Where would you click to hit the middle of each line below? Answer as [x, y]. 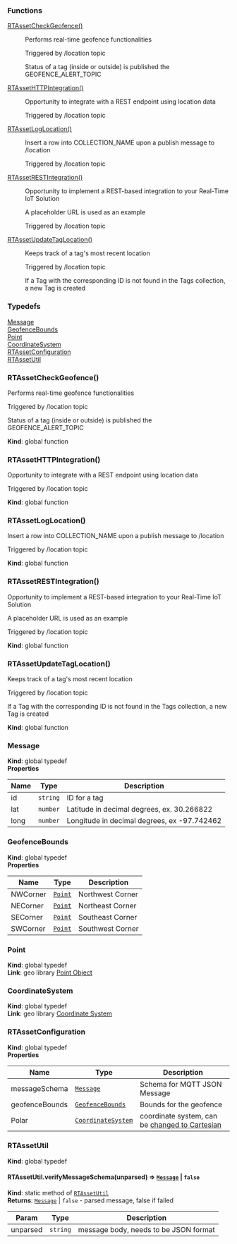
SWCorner [28, 928]
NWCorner [29, 894]
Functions [25, 11]
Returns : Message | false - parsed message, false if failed [91, 1200]
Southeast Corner [108, 917]
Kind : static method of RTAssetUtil [58, 1193]
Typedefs [24, 307]
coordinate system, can [179, 1116]
